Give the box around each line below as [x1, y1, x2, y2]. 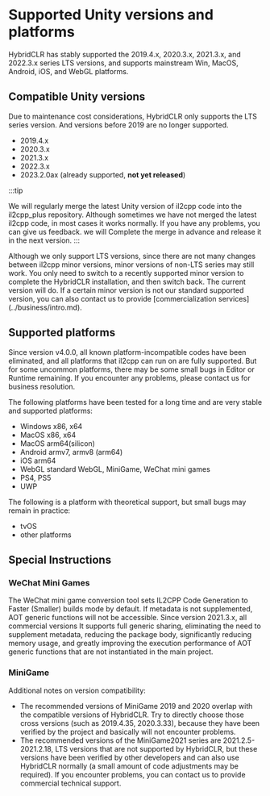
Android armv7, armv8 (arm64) [19, 447, 123, 456]
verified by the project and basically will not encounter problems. [19, 727, 236, 736]
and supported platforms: [8, 406, 93, 415]
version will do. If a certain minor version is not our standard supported [8, 285, 244, 295]
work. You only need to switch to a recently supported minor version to [8, 268, 244, 277]
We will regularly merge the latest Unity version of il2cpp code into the [8, 201, 243, 210]
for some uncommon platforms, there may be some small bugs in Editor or [8, 365, 255, 374]
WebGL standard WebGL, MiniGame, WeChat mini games [19, 464, 211, 473]
